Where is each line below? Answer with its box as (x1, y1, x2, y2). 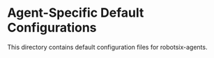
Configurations (7, 20, 97, 36)
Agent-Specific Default (7, 5, 144, 21)
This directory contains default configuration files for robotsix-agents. (7, 43, 208, 51)
